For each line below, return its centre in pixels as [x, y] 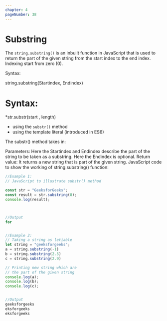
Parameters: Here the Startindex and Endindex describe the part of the [78, 151]
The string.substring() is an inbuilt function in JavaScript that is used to [81, 53]
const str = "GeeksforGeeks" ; [37, 190]
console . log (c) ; [22, 286]
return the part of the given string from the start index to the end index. [78, 58]
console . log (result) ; [28, 199]
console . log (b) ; [22, 281]
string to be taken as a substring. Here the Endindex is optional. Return [78, 157]
